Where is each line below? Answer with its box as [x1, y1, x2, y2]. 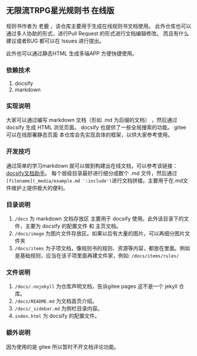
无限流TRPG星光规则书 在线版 [6, 5, 115, 16]
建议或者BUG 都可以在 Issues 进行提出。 [6, 37, 105, 44]
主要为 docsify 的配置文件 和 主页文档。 [25, 222, 122, 229]
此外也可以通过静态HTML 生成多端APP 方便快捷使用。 [6, 50, 137, 57]
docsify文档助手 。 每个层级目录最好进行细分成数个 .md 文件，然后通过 [6, 169, 178, 176]
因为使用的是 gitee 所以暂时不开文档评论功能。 [6, 343, 120, 350]
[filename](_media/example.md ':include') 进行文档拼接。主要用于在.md [6, 177, 183, 184]
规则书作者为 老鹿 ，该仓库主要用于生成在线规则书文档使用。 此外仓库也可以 [6, 22, 192, 30]
